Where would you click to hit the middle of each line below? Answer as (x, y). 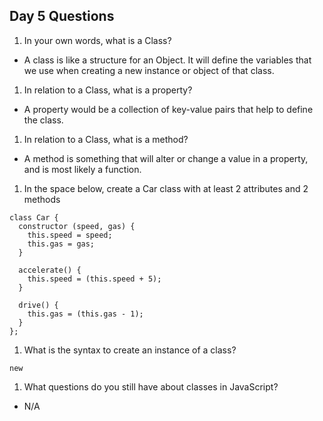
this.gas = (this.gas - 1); (85, 314)
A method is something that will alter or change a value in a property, (166, 158)
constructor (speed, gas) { (77, 226)
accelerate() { (50, 270)
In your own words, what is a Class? (97, 40)
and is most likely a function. (82, 169)
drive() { (38, 305)
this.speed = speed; (70, 235)
